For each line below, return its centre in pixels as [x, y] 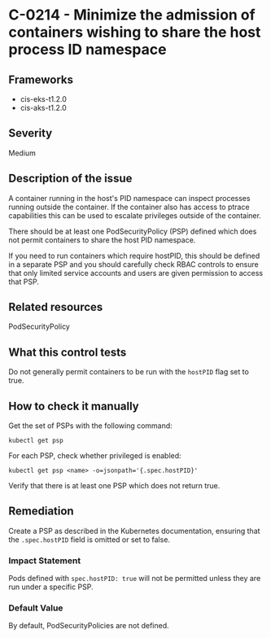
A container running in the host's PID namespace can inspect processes [129, 198]
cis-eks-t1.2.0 [44, 99]
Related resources [56, 307]
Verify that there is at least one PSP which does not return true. [114, 486]
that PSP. [24, 282]
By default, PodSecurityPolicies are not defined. [89, 626]
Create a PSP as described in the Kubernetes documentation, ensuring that [134, 531]
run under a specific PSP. [51, 587]
